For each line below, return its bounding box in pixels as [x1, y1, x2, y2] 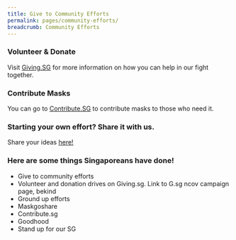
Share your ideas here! [7, 138, 74, 147]
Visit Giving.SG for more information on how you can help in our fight [7, 63, 209, 72]
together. [7, 70, 34, 79]
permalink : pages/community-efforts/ [7, 17, 119, 24]
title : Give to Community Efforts [7, 10, 110, 18]
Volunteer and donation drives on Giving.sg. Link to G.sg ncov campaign [17, 179, 230, 188]
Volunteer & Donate [7, 47, 76, 57]
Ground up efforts [17, 194, 70, 202]
